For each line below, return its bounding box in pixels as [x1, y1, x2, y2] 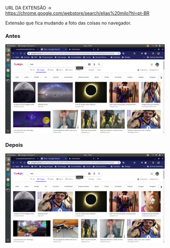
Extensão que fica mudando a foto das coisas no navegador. [5, 20, 132, 26]
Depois [5, 141, 23, 148]
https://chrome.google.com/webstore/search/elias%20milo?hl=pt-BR [5, 10, 150, 16]
